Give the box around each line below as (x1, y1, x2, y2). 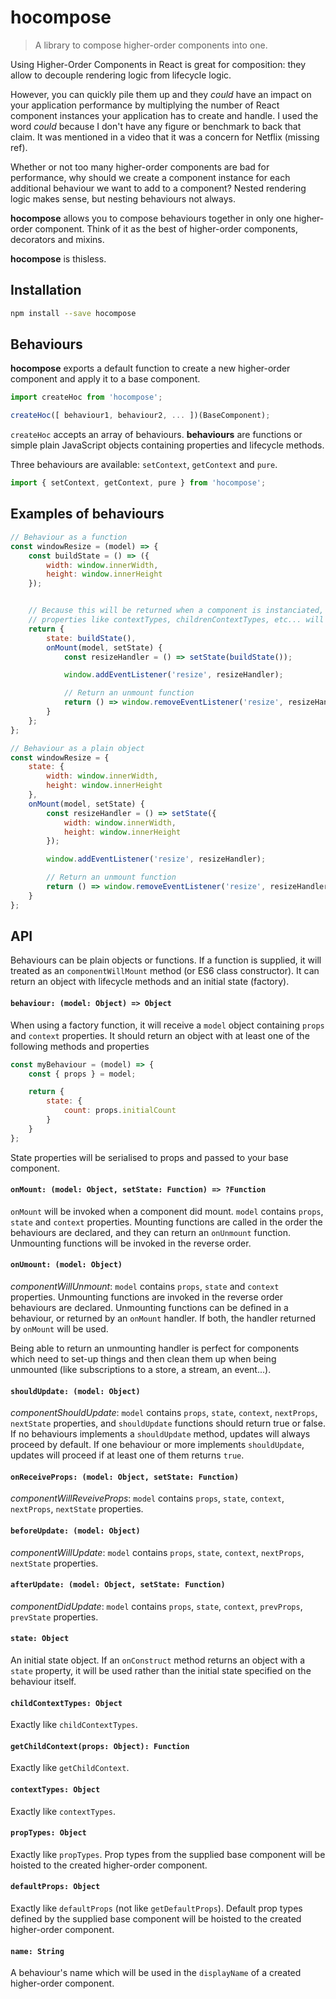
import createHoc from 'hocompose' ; (10, 392, 163, 403)
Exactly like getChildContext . (10, 1762, 130, 1774)
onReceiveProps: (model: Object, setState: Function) (10, 1472, 240, 1482)
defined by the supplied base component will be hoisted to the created (10, 1913, 302, 1925)
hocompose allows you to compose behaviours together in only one (10, 212, 292, 224)
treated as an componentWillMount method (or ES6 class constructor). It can (10, 965, 320, 977)
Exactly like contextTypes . (10, 1805, 116, 1817)
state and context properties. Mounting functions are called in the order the (10, 1216, 323, 1228)
